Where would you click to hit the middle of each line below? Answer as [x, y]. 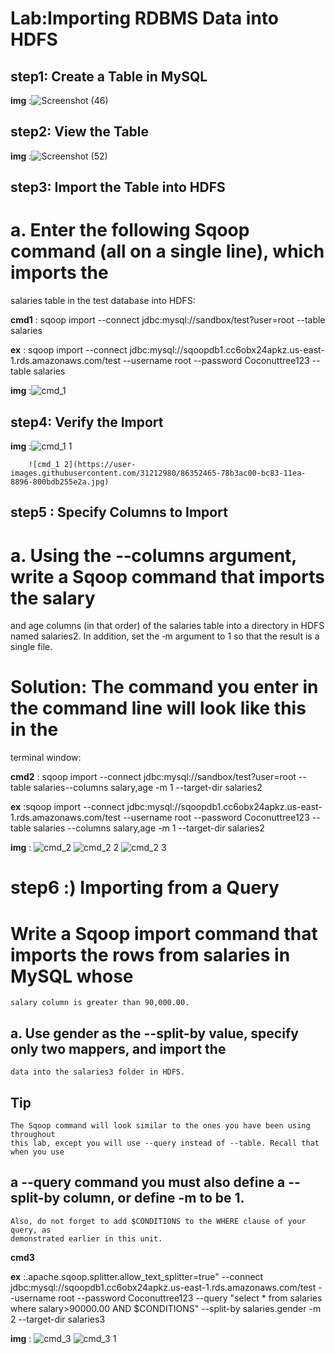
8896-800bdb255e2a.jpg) [60, 482]
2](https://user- [100, 464]
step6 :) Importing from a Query [145, 888]
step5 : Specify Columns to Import [119, 512]
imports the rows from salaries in [150, 954]
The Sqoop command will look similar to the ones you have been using [160, 1125]
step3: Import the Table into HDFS [118, 187]
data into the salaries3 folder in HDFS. [98, 1072]
